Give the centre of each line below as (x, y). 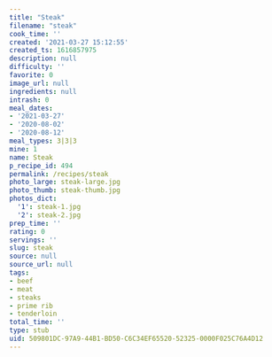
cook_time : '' (35, 34)
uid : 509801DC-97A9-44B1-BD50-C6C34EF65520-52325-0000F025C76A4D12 (136, 338)
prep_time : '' (35, 223)
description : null (43, 58)
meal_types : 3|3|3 (43, 141)
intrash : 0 (29, 100)
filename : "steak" (43, 26)
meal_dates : (31, 108)
